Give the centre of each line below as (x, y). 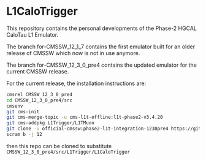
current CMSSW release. (38, 71)
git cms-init (23, 111)
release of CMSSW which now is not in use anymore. (73, 53)
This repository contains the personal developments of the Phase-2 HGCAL (102, 28)
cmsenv (15, 106)
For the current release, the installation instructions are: (76, 83)
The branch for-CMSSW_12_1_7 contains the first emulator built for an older (101, 47)
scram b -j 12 (25, 135)
